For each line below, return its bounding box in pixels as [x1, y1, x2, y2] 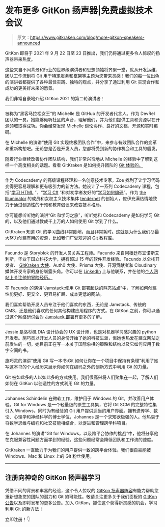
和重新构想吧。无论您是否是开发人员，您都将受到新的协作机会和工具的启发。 [5, 145, 160, 151]
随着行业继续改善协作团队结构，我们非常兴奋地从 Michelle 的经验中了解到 [5, 156, 154, 162]
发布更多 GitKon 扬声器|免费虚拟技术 [5, 5, 153, 16]
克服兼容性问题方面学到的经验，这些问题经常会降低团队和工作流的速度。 [9, 436, 156, 443]
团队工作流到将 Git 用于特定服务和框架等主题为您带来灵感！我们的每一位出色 [5, 73, 160, 79]
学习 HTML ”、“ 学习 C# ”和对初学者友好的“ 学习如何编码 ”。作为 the [11, 189, 146, 195]
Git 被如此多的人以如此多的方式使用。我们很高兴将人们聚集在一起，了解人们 [5, 374, 159, 380]
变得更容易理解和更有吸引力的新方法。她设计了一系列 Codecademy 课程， [5, 183, 155, 189]
